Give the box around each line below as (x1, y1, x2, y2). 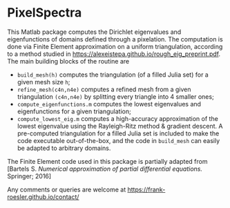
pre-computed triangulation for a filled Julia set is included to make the (17, 129, 220, 138)
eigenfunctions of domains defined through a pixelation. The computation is (7, 35, 223, 43)
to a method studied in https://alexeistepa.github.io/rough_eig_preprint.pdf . (7, 50, 221, 58)
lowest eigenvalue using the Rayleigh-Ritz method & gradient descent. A (17, 122, 223, 130)
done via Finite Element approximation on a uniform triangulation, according (7, 42, 223, 50)
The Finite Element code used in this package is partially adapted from (7, 157, 208, 165)
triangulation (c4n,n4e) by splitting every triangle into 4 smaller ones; (17, 92, 214, 101)
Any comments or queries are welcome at (7, 185, 126, 193)
